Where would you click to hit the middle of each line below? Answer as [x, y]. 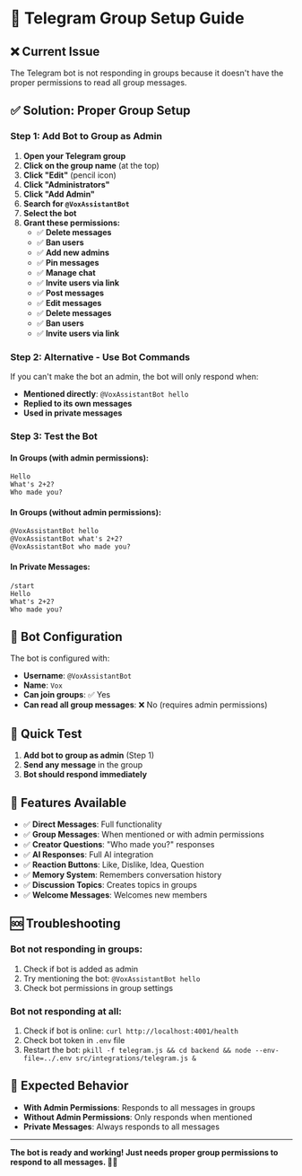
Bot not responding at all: [66, 1011]
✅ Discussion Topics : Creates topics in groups [110, 884]
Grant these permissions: [71, 223]
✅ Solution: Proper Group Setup [100, 111]
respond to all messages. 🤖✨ [64, 1162]
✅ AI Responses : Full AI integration [88, 854]
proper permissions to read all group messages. [99, 83]
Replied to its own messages [78, 403]
